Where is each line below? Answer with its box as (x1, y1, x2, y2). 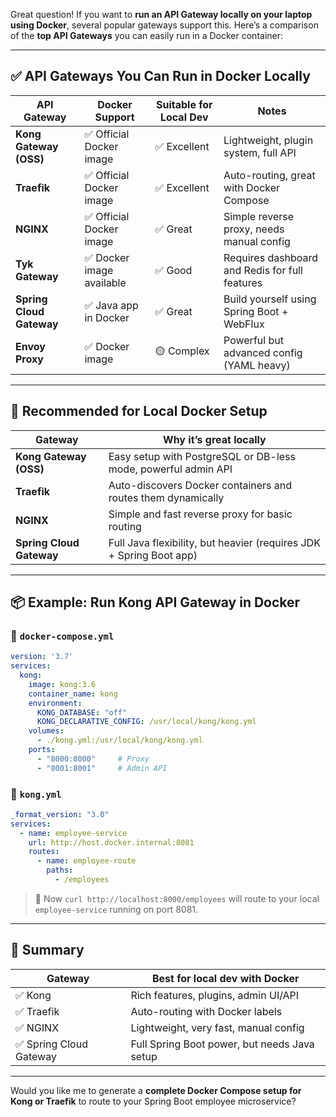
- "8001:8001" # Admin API (36, 763, 168, 773)
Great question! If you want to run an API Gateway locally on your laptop (10, 9, 313, 20)
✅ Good (154, 263, 193, 277)
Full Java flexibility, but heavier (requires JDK (108, 535, 321, 549)
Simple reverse (223, 209, 295, 223)
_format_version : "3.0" (10, 809, 110, 819)
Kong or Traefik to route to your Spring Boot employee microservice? (10, 1095, 297, 1107)
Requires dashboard (223, 250, 319, 264)
